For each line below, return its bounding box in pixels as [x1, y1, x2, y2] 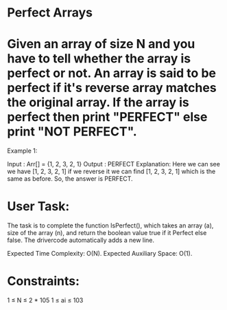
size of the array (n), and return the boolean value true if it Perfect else [7, 229, 207, 237]
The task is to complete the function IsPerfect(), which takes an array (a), [7, 221, 214, 230]
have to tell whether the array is [7, 51, 191, 67]
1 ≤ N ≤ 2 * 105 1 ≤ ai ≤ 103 [7, 296, 84, 304]
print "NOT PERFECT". [7, 124, 137, 140]
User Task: [7, 199, 70, 214]
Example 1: [7, 146, 38, 155]
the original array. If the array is [7, 95, 190, 111]
